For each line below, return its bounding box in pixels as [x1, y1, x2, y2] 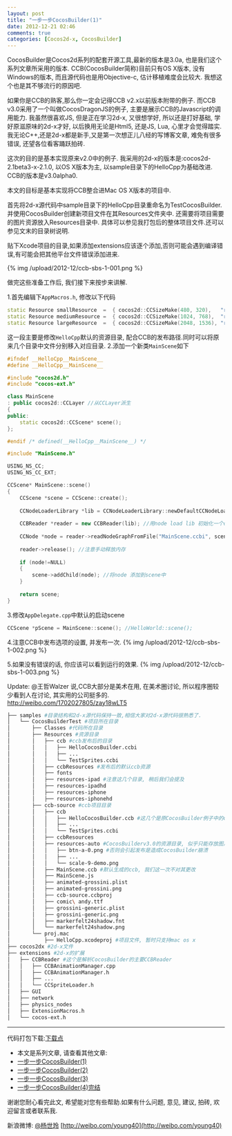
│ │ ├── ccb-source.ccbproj [7, 892, 113, 899]
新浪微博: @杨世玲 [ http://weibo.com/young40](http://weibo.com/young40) [7, 1121, 222, 1129]
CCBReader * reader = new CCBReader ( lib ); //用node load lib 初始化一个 [19, 520, 224, 528]
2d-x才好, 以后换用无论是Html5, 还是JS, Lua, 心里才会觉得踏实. [43, 122, 222, 131]
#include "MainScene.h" [7, 450, 76, 457]
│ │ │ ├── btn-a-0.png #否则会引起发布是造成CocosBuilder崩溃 [7, 846, 209, 854]
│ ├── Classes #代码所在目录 [7, 725, 104, 732]
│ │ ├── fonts [7, 770, 72, 776]
